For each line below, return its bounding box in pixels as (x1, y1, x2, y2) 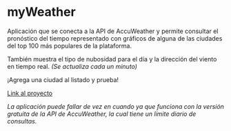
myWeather (7, 4, 76, 20)
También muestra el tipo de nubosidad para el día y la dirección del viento (7, 54, 217, 63)
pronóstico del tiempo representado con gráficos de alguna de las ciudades (7, 34, 223, 42)
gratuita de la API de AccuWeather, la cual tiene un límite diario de (7, 110, 197, 118)
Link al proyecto (7, 89, 53, 97)
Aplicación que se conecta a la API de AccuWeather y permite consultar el (7, 27, 219, 35)
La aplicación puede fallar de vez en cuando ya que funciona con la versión (7, 102, 224, 110)
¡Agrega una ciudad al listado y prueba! (7, 75, 119, 83)
